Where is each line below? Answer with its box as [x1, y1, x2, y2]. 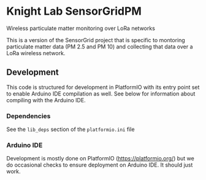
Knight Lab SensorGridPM [6, 4, 142, 18]
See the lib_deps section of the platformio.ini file [6, 126, 135, 133]
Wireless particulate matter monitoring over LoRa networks [6, 24, 155, 32]
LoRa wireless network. [6, 49, 66, 56]
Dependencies [6, 111, 51, 120]
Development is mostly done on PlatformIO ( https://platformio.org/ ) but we [6, 155, 194, 162]
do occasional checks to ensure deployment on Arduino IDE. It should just [6, 161, 193, 169]
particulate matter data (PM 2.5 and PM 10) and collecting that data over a [6, 43, 193, 50]
